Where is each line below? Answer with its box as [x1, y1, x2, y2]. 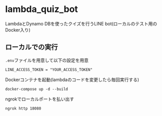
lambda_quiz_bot [5, 3, 78, 15]
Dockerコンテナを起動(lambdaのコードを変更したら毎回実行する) [5, 76, 139, 82]
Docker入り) [5, 26, 31, 33]
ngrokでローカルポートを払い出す [5, 96, 74, 102]
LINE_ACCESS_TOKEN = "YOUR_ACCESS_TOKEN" [5, 67, 93, 72]
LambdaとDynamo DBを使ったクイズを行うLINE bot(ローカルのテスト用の [5, 20, 157, 26]
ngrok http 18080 [5, 106, 41, 111]
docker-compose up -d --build [5, 86, 68, 91]
